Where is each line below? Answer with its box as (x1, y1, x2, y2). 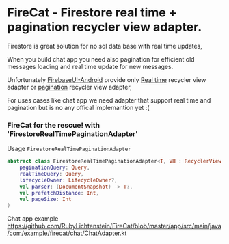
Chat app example (7, 215, 59, 223)
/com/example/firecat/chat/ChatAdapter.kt (7, 229, 127, 237)
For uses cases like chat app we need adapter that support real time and (7, 96, 211, 104)
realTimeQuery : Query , (19, 170, 84, 177)
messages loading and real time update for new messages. (7, 62, 174, 70)
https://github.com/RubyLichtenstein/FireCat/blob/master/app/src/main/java (7, 222, 222, 230)
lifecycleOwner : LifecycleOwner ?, (19, 176, 118, 184)
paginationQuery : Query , (19, 164, 90, 172)
